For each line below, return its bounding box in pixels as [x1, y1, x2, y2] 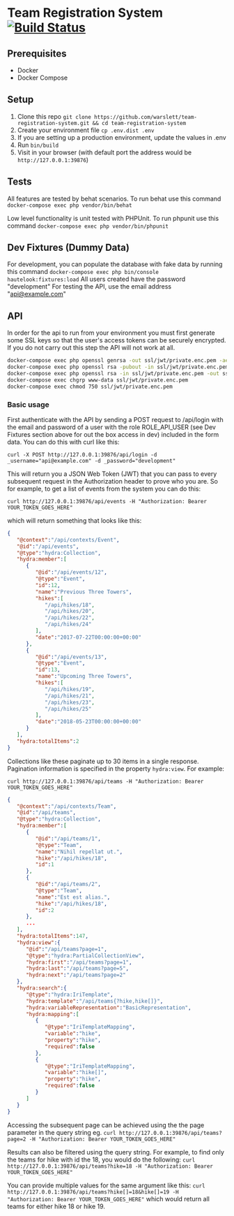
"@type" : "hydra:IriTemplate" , [25, 991, 114, 998]
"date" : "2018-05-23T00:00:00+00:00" [35, 718, 141, 725]
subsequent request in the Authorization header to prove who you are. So [7, 477, 218, 485]
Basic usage [7, 400, 50, 410]
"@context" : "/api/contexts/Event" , [16, 536, 120, 543]
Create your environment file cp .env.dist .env [17, 126, 155, 134]
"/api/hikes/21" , [44, 692, 95, 700]
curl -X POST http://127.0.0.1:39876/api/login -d [7, 451, 157, 458]
